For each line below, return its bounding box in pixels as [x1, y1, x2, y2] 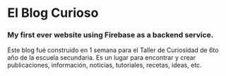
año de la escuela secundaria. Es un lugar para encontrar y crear [7, 53, 196, 62]
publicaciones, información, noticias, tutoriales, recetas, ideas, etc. [7, 61, 203, 70]
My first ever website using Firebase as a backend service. [7, 30, 214, 40]
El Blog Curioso [7, 5, 99, 21]
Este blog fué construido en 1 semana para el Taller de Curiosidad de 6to [7, 46, 219, 54]
